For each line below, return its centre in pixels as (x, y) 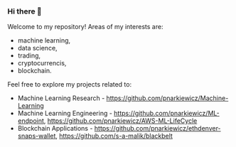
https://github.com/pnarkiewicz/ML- (166, 114)
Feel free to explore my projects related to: (70, 85)
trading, (29, 55)
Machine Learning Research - (61, 98)
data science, (38, 48)
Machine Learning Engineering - (65, 114)
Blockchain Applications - (55, 129)
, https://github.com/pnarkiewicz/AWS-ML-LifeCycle (120, 121)
